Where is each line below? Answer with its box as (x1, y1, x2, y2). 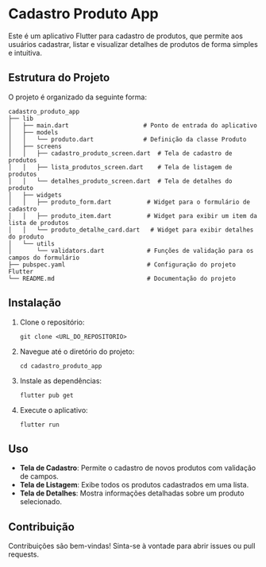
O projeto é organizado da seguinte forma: (8, 92, 147, 102)
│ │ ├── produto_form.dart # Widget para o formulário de (8, 198, 250, 206)
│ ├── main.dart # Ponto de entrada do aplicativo (8, 121, 258, 130)
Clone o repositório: (19, 317, 85, 327)
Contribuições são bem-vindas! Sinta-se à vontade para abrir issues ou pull (8, 542, 256, 551)
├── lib (8, 115, 34, 122)
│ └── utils (8, 239, 56, 247)
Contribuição (8, 520, 75, 534)
